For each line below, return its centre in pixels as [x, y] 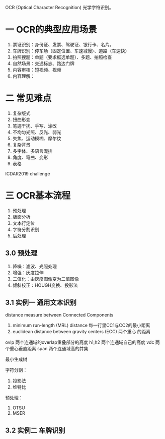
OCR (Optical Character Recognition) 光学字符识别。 [60, 7]
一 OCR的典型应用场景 [51, 30]
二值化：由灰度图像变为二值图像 [46, 279]
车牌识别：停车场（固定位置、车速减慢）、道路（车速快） [71, 51]
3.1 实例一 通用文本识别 [41, 303]
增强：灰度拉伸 [28, 272]
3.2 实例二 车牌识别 [35, 430]
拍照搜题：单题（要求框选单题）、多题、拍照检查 [62, 57]
